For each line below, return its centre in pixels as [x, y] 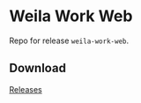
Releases [26, 89]
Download [37, 68]
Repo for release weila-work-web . [69, 40]
